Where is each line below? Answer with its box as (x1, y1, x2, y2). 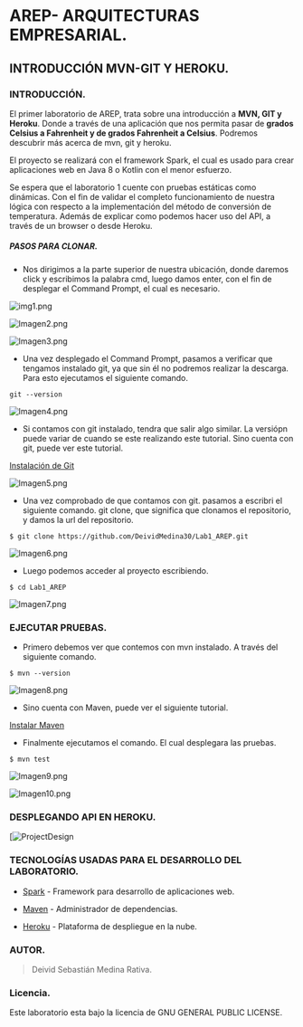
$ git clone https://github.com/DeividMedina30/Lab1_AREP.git (9, 531, 249, 541)
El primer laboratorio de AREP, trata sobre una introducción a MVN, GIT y (9, 108, 282, 119)
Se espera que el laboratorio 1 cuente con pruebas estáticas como (9, 182, 257, 193)
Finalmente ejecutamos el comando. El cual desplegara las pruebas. (22, 737, 277, 748)
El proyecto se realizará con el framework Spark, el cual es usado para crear (9, 155, 295, 166)
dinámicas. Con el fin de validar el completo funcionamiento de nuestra (9, 191, 276, 202)
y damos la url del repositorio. (22, 514, 134, 525)
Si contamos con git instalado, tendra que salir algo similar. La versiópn (22, 423, 288, 434)
